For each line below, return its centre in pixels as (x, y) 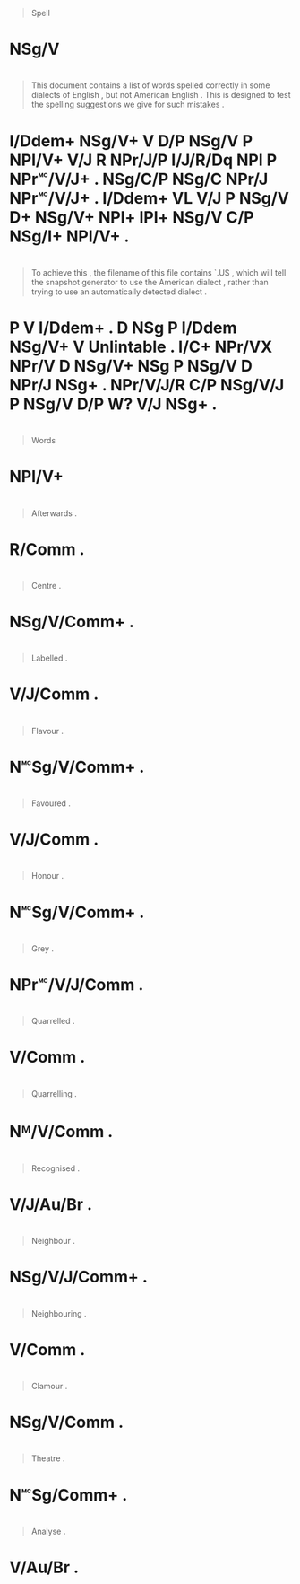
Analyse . (48, 1531)
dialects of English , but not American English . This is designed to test (161, 95)
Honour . (47, 876)
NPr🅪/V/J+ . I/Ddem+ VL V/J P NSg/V (149, 198)
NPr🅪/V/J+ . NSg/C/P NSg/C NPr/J (139, 179)
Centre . (46, 585)
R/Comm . (47, 549)
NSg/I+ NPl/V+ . (69, 236)
